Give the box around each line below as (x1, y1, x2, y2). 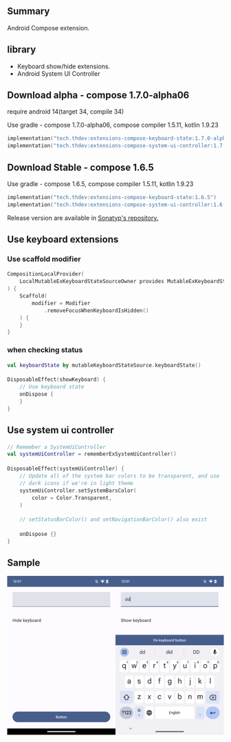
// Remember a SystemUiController (7, 444, 107, 451)
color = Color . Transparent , (32, 494, 112, 502)
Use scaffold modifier (7, 254, 81, 264)
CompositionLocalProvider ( (7, 271, 85, 278)
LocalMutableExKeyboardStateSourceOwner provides (19, 278, 165, 285)
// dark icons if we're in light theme (19, 480, 134, 486)
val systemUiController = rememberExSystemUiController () (7, 451, 177, 457)
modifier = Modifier (32, 300, 91, 307)
